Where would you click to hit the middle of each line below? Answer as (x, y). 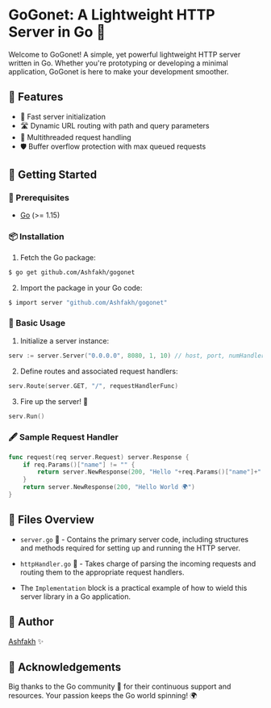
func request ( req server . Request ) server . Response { (99, 457)
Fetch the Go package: (58, 257)
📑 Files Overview (51, 520)
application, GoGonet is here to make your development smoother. (119, 71)
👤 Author (31, 622)
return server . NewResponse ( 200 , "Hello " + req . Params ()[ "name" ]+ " (150, 472)
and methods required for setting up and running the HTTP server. (130, 548)
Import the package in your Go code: (81, 288)
